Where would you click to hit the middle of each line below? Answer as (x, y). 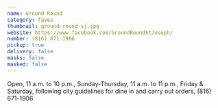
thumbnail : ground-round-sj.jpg (53, 26)
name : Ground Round (35, 13)
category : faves (30, 20)
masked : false (27, 64)
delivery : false (30, 52)
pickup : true (26, 45)
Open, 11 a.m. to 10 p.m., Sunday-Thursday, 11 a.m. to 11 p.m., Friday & (105, 83)
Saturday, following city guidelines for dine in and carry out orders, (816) (109, 91)
